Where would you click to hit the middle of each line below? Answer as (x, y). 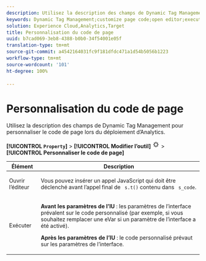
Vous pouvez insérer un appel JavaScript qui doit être (108, 181)
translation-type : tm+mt (38, 45)
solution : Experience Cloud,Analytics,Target (65, 26)
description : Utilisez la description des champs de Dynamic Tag (91, 13)
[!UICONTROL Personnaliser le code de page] (65, 153)
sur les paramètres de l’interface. (82, 244)
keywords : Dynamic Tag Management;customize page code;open (85, 19)
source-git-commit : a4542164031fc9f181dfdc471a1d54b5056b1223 (87, 52)
